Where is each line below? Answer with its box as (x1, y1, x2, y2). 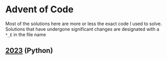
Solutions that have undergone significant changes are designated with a (5, 26, 160, 32)
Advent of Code (5, 4, 74, 15)
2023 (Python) (5, 46, 53, 55)
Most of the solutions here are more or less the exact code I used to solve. (5, 21, 162, 27)
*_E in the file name (5, 31, 46, 37)
